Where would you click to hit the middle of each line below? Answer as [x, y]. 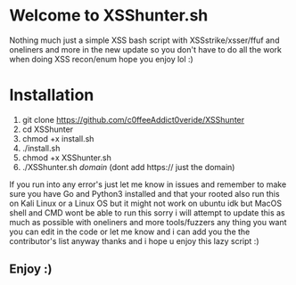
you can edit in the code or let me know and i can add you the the [130, 232]
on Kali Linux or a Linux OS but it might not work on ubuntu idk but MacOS [146, 203]
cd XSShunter [48, 129]
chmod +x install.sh [58, 138]
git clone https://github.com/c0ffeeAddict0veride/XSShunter [133, 119]
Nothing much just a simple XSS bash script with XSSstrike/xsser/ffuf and [144, 40]
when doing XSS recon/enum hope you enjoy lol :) [101, 59]
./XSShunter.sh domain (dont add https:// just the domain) [128, 167]
